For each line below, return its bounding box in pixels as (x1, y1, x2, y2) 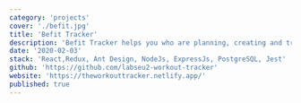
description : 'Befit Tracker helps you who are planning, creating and (9, 38, 282, 47)
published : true (9, 80, 70, 89)
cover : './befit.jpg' (9, 21, 90, 30)
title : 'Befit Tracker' (9, 30, 99, 39)
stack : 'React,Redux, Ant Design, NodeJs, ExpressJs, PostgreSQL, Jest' (9, 55, 287, 64)
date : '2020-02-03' (9, 47, 82, 56)
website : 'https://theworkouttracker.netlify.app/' (9, 72, 206, 81)
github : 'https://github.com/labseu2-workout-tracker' (9, 64, 219, 73)
